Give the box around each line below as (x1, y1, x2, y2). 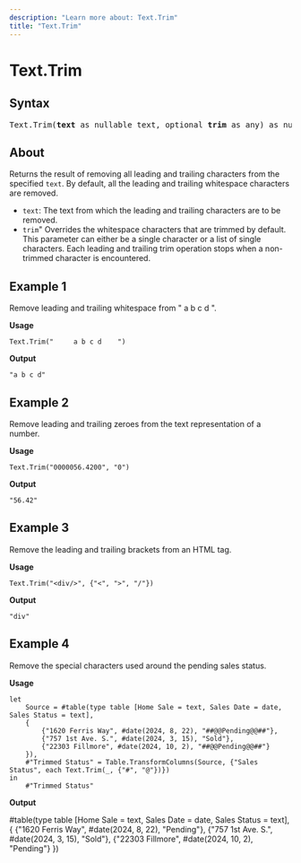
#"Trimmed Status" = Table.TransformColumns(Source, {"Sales (25, 757, 258, 767)
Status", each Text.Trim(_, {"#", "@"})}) (9, 765, 170, 774)
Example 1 (9, 279, 67, 294)
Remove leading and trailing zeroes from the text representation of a (9, 418, 262, 429)
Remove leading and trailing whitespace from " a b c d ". (9, 302, 217, 314)
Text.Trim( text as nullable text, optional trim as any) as (9, 119, 279, 130)
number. (9, 428, 40, 439)
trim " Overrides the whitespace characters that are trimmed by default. (21, 224, 287, 235)
